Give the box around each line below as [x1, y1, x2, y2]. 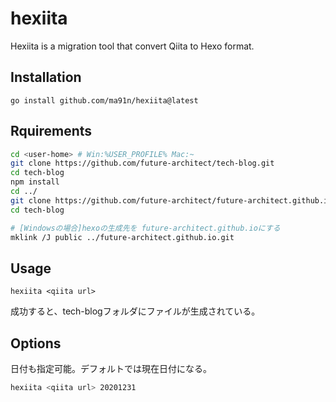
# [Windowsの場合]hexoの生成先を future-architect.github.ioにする [10, 223, 281, 233]
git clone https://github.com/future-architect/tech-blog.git [10, 158, 275, 169]
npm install [10, 177, 60, 187]
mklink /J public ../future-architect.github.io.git [10, 232, 235, 242]
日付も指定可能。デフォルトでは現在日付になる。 [10, 363, 212, 375]
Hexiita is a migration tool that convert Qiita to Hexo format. [10, 40, 255, 52]
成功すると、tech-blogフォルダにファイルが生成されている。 [10, 305, 261, 317]
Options [10, 335, 62, 352]
